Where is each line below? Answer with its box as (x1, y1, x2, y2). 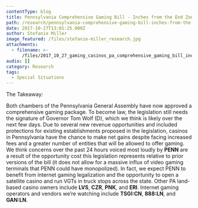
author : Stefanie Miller (6, 31, 67, 37)
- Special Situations (11, 74, 65, 80)
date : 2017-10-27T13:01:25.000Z (6, 25, 85, 31)
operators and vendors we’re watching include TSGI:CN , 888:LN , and (6, 190, 176, 197)
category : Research (6, 63, 54, 70)
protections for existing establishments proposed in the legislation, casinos (6, 128, 188, 135)
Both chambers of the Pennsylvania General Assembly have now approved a (6, 102, 192, 109)
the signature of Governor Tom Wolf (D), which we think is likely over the (6, 115, 183, 122)
